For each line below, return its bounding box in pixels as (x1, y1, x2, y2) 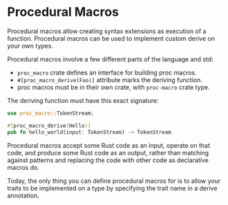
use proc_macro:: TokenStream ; (7, 110, 95, 117)
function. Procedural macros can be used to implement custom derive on (7, 34, 216, 42)
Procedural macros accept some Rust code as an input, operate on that (7, 141, 211, 149)
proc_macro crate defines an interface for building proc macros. (17, 68, 197, 77)
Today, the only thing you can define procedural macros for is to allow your (7, 177, 221, 185)
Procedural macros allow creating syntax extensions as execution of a (7, 27, 207, 35)
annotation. (7, 191, 39, 199)
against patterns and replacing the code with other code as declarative (7, 156, 209, 164)
